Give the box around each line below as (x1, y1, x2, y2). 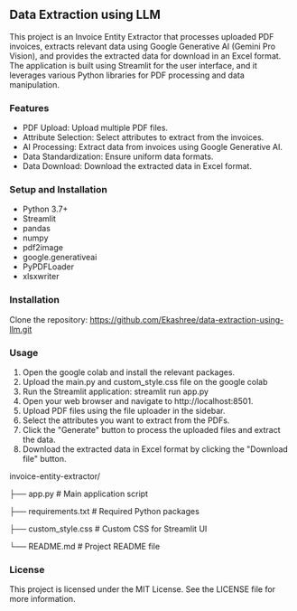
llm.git (9, 324, 32, 334)
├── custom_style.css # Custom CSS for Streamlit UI (9, 523, 208, 534)
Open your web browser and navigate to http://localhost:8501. (22, 396, 254, 406)
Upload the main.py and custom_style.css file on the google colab (22, 377, 268, 387)
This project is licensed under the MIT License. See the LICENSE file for (9, 584, 276, 595)
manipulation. (9, 79, 60, 89)
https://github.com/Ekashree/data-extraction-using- (89, 314, 284, 324)
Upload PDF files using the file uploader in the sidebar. (22, 406, 226, 416)
